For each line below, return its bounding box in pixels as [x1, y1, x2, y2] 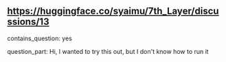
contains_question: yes [7, 34, 72, 42]
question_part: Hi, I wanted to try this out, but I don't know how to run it [7, 47, 209, 55]
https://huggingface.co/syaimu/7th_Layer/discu [7, 5, 219, 17]
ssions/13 [7, 16, 49, 28]
